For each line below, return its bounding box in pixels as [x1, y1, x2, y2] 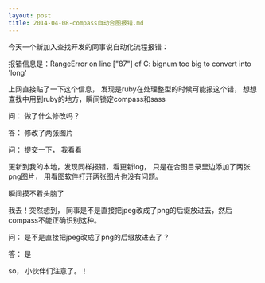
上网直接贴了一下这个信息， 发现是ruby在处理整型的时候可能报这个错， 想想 [8, 84, 257, 94]
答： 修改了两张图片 [8, 128, 73, 138]
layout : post [8, 11, 52, 20]
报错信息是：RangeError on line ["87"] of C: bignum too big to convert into [8, 59, 252, 68]
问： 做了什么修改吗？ [8, 110, 80, 120]
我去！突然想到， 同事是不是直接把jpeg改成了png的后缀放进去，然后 [8, 205, 233, 215]
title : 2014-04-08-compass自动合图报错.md [8, 19, 144, 27]
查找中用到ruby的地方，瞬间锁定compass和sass [8, 94, 166, 103]
